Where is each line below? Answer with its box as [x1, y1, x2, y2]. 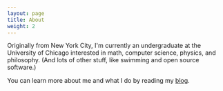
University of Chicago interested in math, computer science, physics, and [7, 49, 216, 57]
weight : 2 [7, 23, 36, 29]
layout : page [7, 10, 45, 17]
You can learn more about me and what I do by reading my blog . [7, 77, 190, 85]
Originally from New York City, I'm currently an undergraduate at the [7, 42, 202, 50]
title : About [7, 16, 45, 23]
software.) [7, 63, 37, 72]
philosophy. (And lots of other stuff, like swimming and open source [7, 56, 200, 64]
